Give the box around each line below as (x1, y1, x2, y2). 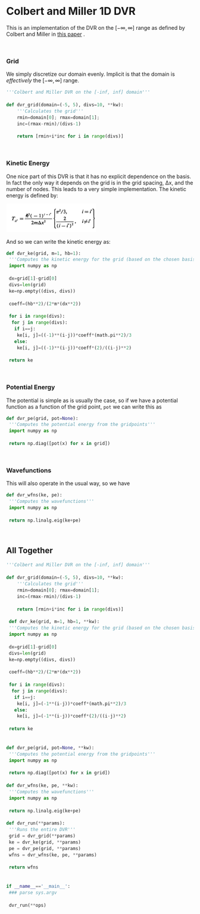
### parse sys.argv (8, 890, 58, 895)
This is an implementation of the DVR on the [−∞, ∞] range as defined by (6, 24, 186, 31)
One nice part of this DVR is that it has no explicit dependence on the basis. (6, 173, 192, 180)
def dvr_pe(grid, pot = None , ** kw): (6, 744, 95, 751)
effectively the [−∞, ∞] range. (6, 77, 79, 84)
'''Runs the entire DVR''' (8, 827, 76, 833)
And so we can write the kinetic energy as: (6, 238, 111, 245)
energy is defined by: (6, 192, 58, 199)
